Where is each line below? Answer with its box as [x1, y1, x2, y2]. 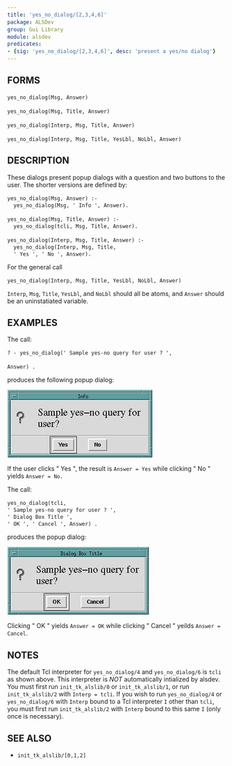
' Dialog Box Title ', [7, 514, 73, 521]
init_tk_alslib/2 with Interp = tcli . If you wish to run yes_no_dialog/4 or [7, 690, 222, 698]
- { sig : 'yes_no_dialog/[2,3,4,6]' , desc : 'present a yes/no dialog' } [7, 48, 216, 55]
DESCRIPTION [7, 155, 69, 166]
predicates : [7, 40, 42, 48]
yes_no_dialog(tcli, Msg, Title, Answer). [13, 223, 138, 230]
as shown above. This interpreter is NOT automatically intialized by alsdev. [7, 675, 220, 684]
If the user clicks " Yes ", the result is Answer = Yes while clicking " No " [7, 464, 211, 473]
